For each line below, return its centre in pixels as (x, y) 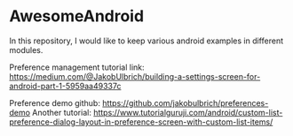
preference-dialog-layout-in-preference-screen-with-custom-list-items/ (141, 122)
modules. (26, 49)
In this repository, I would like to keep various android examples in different (146, 41)
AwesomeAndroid (77, 16)
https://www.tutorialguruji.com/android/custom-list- (188, 112)
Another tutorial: (62, 112)
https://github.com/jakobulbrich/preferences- (185, 102)
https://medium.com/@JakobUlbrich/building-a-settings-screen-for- (135, 76)
